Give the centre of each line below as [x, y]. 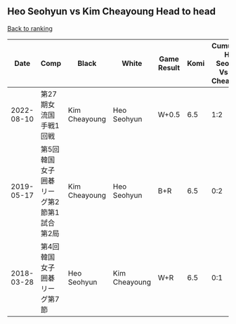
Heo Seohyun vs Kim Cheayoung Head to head [112, 12]
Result [169, 67]
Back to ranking [30, 28]
